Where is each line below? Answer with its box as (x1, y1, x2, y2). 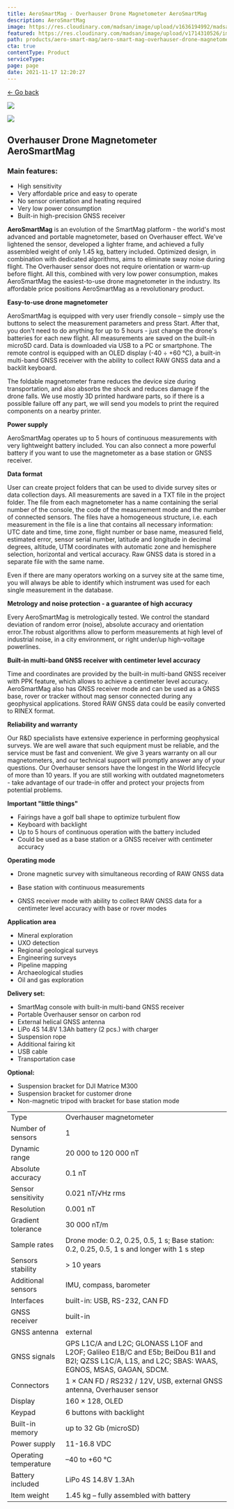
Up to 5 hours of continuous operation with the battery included (17, 828, 201, 836)
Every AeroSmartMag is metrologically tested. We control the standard (7, 613, 210, 622)
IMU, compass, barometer (65, 1280, 151, 1290)
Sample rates (10, 1240, 54, 1250)
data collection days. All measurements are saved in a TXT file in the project (7, 490, 225, 500)
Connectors (10, 1380, 49, 1390)
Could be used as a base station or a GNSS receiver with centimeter (17, 836, 213, 844)
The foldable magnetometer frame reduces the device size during (7, 377, 196, 386)
